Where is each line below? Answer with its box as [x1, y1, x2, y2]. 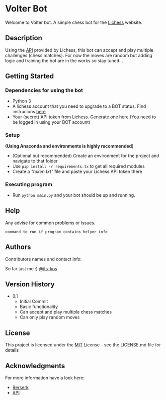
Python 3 [12, 98, 31, 104]
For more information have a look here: [5, 375, 85, 381]
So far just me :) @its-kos [5, 265, 57, 271]
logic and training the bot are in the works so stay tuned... [5, 58, 123, 64]
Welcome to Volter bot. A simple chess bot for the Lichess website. [5, 19, 143, 25]
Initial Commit [19, 299, 48, 305]
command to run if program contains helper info [5, 229, 108, 234]
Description [5, 34, 42, 42]
